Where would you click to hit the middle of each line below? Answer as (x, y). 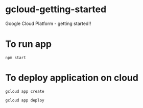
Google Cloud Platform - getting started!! (48, 23)
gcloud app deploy (25, 100)
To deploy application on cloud (72, 78)
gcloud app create (25, 91)
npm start (16, 58)
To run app (29, 44)
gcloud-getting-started (56, 9)
